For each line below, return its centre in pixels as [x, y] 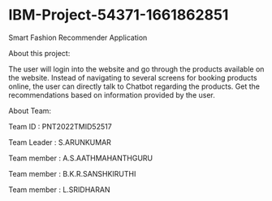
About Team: [30, 111]
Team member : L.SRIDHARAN [59, 190]
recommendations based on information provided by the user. [112, 94]
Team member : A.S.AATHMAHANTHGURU [81, 158]
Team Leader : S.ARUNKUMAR [60, 142]
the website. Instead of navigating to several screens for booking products [133, 77]
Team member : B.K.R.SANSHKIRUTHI [72, 173]
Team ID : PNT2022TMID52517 [60, 126]
